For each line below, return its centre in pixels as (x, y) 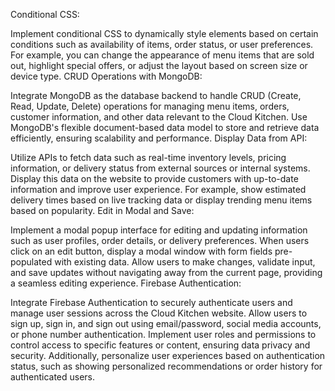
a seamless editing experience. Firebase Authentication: (126, 283)
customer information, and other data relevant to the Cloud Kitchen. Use (159, 117)
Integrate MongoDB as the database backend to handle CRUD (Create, (156, 95)
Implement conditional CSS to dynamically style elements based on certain (164, 33)
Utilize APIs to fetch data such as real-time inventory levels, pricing (148, 157)
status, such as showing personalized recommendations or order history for (166, 366)
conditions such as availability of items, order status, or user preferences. (162, 44)
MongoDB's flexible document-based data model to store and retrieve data (165, 127)
